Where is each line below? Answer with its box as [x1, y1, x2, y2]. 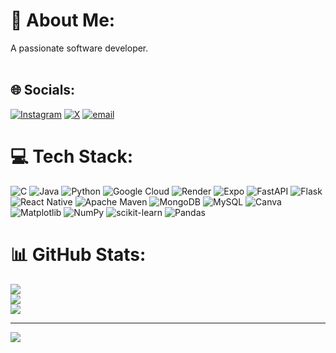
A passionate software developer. [10, 42, 149, 54]
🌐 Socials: [10, 82, 76, 99]
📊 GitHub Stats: [10, 243, 147, 266]
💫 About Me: [10, 9, 116, 32]
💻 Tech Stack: [10, 145, 134, 168]
